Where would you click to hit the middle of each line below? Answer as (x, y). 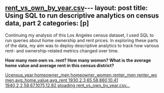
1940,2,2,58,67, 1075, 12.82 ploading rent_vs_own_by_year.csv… (68, 85)
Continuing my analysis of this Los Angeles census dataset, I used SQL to (80, 35)
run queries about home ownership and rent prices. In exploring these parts (82, 40)
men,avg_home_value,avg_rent (36, 80)
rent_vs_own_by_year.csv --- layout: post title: (77, 8)
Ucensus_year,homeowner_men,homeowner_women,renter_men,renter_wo (81, 75)
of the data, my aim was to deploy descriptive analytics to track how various (82, 46)
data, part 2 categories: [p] (47, 23)
